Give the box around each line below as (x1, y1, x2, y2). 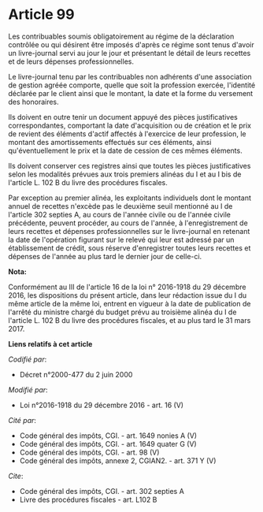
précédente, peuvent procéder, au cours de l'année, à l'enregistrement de (8, 218, 248, 228)
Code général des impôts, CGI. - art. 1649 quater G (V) (19, 439, 197, 448)
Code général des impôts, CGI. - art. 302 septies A (19, 486, 185, 495)
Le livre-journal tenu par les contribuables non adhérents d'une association (8, 72, 252, 81)
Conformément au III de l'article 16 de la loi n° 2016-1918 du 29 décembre (8, 282, 246, 291)
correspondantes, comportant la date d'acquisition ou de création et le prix (8, 121, 252, 130)
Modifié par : (8, 384, 49, 395)
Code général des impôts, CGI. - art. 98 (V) (19, 447, 160, 457)
